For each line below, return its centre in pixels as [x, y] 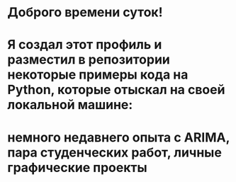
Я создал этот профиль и [85, 45]
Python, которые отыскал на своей [116, 90]
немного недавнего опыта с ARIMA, [119, 137]
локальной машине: [70, 105]
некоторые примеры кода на [98, 75]
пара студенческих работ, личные [114, 152]
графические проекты [77, 167]
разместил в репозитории [89, 60]
